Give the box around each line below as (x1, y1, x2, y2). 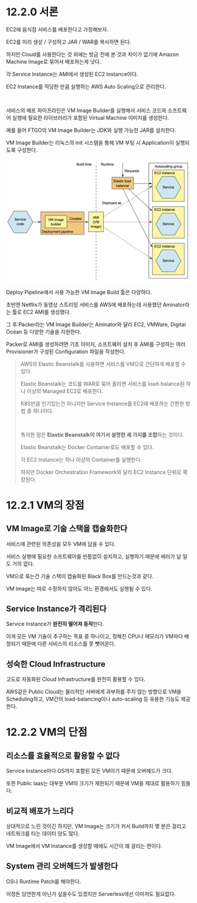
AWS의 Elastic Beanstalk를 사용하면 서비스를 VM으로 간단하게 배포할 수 (20, 360, 186, 367)
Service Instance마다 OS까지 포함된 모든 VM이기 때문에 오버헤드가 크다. (6, 768, 173, 775)
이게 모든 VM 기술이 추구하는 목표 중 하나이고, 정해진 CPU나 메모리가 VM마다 (6, 633, 184, 640)
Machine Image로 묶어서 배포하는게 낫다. (6, 58, 101, 65)
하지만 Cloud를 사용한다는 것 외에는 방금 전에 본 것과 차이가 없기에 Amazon (6, 50, 179, 57)
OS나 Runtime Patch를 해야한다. (6, 878, 81, 885)
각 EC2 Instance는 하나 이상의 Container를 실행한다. (20, 456, 142, 463)
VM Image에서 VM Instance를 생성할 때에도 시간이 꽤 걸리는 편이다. (6, 843, 162, 850)
